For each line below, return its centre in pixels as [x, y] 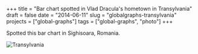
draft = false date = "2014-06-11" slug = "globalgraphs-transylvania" [91, 15]
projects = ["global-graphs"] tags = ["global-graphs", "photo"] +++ [90, 21]
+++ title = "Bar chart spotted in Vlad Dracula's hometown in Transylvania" [99, 9]
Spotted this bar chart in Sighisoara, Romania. [63, 33]
